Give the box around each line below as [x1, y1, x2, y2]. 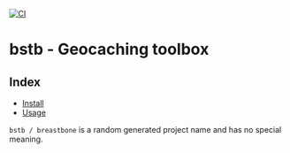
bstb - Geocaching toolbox [9, 40, 210, 59]
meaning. [9, 134, 43, 144]
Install [21, 98, 44, 108]
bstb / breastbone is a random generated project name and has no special [9, 125, 282, 134]
